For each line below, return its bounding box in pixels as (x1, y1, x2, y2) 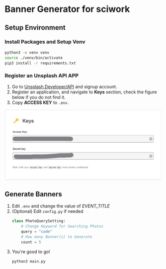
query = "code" (21, 229, 53, 234)
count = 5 (21, 240, 41, 245)
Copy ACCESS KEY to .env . (11, 99, 69, 105)
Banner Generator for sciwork (4, 3, 130, 15)
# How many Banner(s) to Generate (21, 235, 92, 240)
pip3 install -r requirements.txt (4, 61, 77, 66)
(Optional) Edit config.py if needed (11, 208, 83, 214)
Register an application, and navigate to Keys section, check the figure (11, 89, 157, 95)
